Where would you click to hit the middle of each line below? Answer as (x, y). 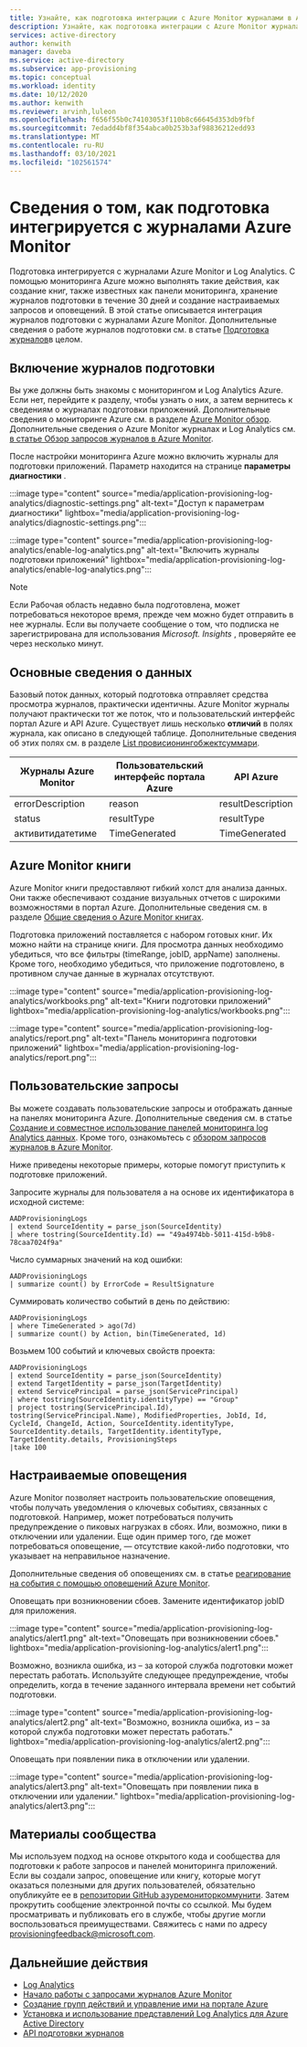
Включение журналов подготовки (112, 368)
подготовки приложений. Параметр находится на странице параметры (150, 466)
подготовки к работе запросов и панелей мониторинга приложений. (144, 1866)
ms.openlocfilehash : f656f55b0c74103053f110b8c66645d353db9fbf (132, 120)
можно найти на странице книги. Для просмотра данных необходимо (147, 944)
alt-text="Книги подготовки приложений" (191, 1000)
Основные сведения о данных (101, 672)
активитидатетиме (56, 834)
